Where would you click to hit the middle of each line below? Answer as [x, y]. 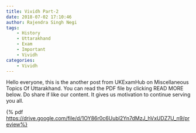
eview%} [17, 125]
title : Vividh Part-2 [32, 11]
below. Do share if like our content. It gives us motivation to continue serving [98, 94]
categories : [20, 60]
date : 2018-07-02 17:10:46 [39, 17]
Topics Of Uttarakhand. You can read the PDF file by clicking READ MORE [95, 89]
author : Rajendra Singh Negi [42, 22]
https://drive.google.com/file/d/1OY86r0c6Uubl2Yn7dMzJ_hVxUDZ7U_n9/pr [98, 118]
